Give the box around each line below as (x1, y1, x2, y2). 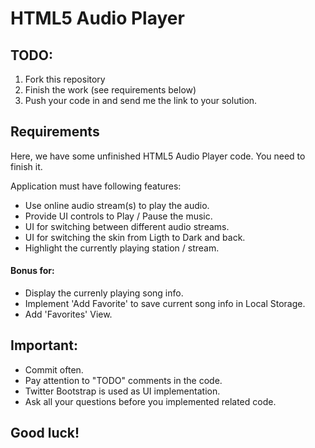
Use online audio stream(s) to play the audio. (24, 199, 210, 211)
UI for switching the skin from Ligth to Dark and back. (24, 231, 246, 243)
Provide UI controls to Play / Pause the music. (24, 210, 213, 222)
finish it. (10, 160, 43, 172)
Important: (10, 337, 78, 354)
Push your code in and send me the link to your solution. (24, 95, 258, 106)
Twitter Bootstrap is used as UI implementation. (24, 385, 221, 397)
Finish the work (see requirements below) (24, 84, 197, 96)
